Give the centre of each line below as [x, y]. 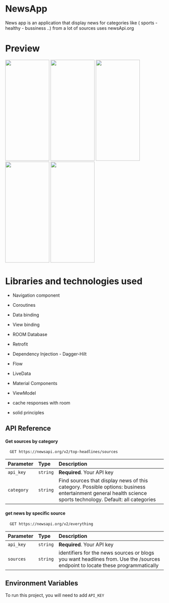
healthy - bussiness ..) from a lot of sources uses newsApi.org [70, 28]
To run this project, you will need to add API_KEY [55, 595]
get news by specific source [35, 513]
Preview [23, 49]
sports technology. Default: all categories [107, 500]
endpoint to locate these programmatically [109, 565]
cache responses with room [41, 403]
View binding [26, 324]
